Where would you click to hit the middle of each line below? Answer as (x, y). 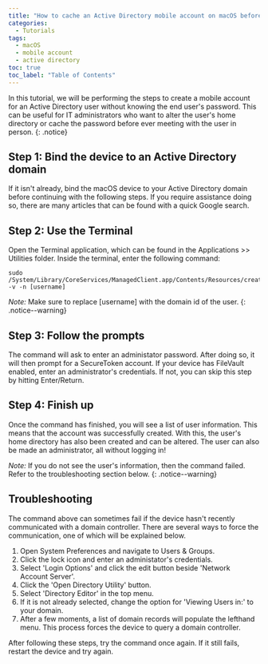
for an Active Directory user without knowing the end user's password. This (132, 106)
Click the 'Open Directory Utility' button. (85, 585)
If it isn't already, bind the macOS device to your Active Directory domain (128, 189)
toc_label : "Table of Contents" (62, 75)
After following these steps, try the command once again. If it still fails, (124, 642)
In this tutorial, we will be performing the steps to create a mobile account (129, 97)
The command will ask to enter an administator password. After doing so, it (132, 355)
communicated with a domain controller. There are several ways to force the (134, 527)
